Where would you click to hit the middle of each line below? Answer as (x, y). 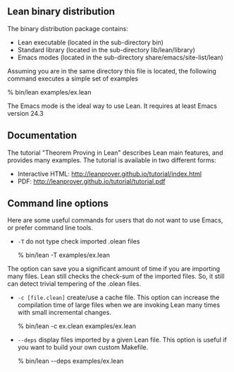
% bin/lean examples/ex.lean (49, 92)
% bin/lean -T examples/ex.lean (64, 255)
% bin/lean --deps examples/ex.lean (70, 361)
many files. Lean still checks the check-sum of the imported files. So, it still (116, 276)
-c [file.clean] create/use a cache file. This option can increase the (118, 298)
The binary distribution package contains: (68, 28)
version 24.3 (25, 113)
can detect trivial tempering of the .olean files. (74, 284)
